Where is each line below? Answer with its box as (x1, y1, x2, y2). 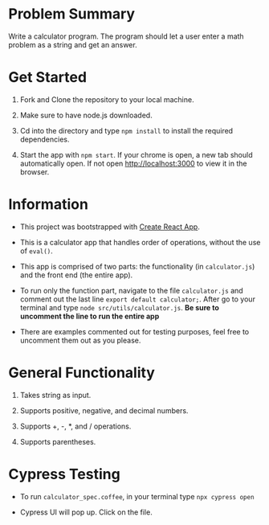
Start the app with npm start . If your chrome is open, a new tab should (19, 150, 253, 159)
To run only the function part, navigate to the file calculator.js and (19, 285, 243, 295)
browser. (19, 166, 50, 177)
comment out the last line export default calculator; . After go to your (19, 294, 255, 304)
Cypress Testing (8, 465, 120, 483)
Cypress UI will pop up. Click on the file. (19, 507, 153, 517)
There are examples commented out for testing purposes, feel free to (19, 326, 250, 336)
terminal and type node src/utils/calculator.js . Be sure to (19, 302, 219, 312)
